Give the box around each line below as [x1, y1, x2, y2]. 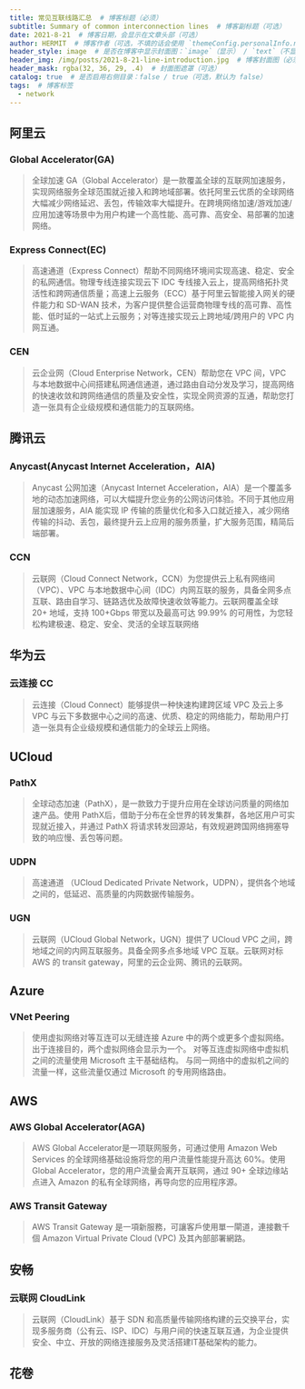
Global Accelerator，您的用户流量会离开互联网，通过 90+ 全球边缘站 [31, 1165, 289, 1176]
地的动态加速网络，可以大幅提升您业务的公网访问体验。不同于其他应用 [31, 494, 295, 505]
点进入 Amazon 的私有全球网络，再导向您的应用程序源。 [31, 1176, 242, 1187]
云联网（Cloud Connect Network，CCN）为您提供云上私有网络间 [31, 573, 275, 584]
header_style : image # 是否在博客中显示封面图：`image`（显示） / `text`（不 [9, 47, 290, 56]
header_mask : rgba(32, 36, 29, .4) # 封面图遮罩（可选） [9, 65, 221, 74]
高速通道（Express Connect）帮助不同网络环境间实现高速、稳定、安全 [31, 265, 295, 276]
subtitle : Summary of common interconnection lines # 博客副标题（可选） [9, 22, 286, 31]
